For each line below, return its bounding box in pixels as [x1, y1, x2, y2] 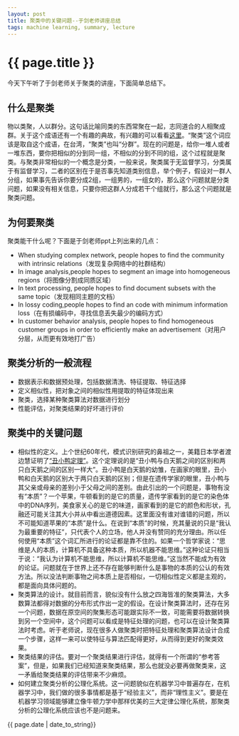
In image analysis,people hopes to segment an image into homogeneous [17, 267, 230, 275]
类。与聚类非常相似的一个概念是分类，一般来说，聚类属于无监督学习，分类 [7, 158, 225, 166]
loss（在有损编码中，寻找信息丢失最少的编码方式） [17, 308, 167, 317]
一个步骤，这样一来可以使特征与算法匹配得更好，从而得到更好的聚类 [17, 634, 218, 643]
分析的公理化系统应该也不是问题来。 [17, 705, 124, 714]
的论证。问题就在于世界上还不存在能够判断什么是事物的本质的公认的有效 [17, 563, 230, 571]
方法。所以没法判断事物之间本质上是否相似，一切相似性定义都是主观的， [17, 572, 230, 581]
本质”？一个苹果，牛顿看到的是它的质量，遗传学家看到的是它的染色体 [26, 491, 230, 500]
